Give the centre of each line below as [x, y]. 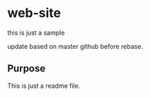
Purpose [27, 69]
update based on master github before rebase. [75, 46]
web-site [34, 13]
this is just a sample [36, 33]
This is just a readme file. [44, 86]
